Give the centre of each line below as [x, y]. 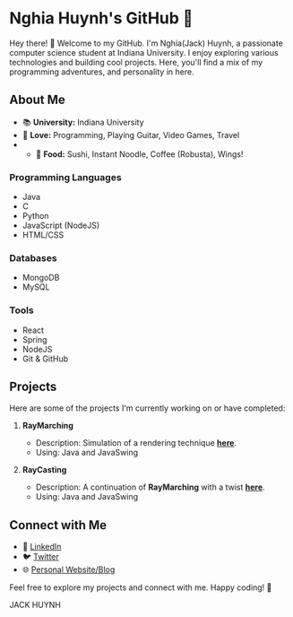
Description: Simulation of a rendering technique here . [136, 443]
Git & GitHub [45, 359]
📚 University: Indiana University [83, 122]
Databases [33, 257]
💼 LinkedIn [42, 547]
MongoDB [41, 278]
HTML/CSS [43, 235]
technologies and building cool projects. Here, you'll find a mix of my [136, 62]
